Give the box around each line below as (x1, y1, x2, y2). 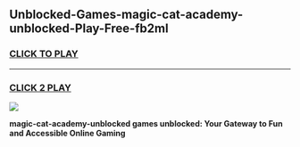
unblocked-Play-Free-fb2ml (9, 21, 169, 37)
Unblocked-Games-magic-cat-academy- (9, 7, 244, 22)
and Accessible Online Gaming (9, 127, 126, 138)
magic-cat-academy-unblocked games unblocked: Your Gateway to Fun (9, 118, 283, 128)
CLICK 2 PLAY (9, 81, 71, 94)
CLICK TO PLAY (9, 48, 79, 61)
